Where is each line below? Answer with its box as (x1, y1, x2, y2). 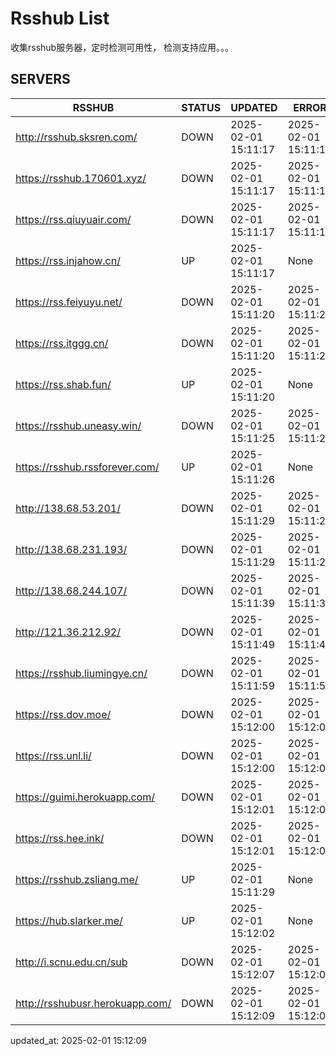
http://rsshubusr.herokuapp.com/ (15, 996, 172, 1010)
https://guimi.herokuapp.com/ (15, 790, 156, 804)
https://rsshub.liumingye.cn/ (15, 666, 148, 680)
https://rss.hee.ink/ (15, 831, 105, 845)
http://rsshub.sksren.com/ (15, 130, 138, 144)
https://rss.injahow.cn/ (15, 253, 121, 267)
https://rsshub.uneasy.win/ (15, 418, 142, 432)
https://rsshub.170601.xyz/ (15, 171, 147, 185)
